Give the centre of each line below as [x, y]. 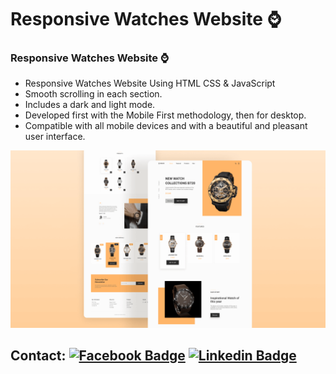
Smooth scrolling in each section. [93, 94]
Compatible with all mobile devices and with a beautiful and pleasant [166, 126]
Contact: [38, 356]
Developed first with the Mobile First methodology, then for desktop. [165, 115]
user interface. [55, 137]
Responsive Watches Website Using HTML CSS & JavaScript [150, 83]
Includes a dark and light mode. [90, 105]
